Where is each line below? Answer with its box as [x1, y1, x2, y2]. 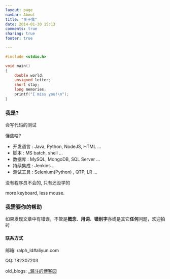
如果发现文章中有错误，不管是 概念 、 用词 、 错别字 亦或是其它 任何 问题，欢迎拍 [5, 216, 165, 222]
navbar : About [5, 12, 36, 17]
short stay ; [14, 82, 40, 87]
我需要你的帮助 [5, 203, 42, 210]
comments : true [5, 26, 38, 32]
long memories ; [14, 87, 47, 92]
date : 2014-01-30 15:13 [5, 21, 56, 27]
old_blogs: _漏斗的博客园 [5, 268, 57, 274]
